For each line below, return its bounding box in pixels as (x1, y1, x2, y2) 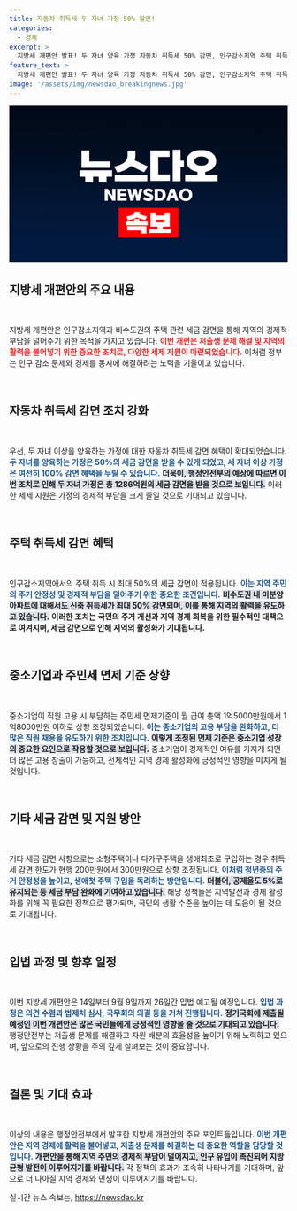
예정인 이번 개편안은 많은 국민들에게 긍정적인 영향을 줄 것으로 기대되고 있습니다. (9, 1019, 280, 1029)
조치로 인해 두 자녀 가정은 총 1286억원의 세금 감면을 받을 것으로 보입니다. (18, 478, 266, 489)
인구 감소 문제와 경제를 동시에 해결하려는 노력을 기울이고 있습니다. (18, 358, 245, 369)
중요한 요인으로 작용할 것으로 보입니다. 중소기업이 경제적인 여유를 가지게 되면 (18, 743, 281, 754)
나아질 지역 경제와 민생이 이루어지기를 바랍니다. (34, 1173, 198, 1184)
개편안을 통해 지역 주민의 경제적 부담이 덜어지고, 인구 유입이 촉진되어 (34, 1151, 268, 1161)
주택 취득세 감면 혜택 (9, 536, 114, 551)
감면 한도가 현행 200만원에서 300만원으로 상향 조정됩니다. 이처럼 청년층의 (18, 865, 274, 875)
